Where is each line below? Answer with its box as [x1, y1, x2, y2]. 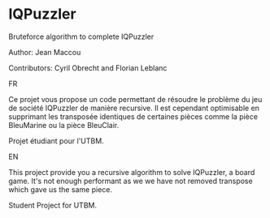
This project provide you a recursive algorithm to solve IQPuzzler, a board [8, 167, 255, 177]
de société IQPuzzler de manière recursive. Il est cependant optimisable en [8, 103, 260, 113]
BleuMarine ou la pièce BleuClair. [8, 120, 120, 130]
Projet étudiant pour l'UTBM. [8, 135, 104, 146]
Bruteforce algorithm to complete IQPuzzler [8, 32, 155, 41]
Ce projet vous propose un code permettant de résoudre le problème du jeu [8, 94, 263, 104]
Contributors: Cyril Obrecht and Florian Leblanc [8, 62, 168, 73]
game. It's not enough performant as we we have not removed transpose [8, 176, 254, 186]
